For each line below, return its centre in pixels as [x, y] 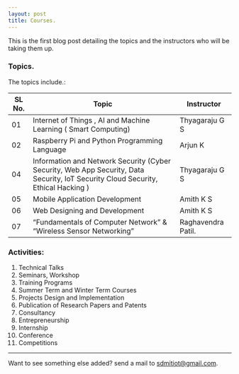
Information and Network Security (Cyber [101, 161]
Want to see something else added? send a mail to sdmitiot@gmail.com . [113, 363]
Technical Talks [41, 268]
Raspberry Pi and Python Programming [98, 140]
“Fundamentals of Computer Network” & [100, 222]
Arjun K [192, 144]
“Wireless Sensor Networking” [83, 231]
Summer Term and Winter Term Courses [77, 290]
